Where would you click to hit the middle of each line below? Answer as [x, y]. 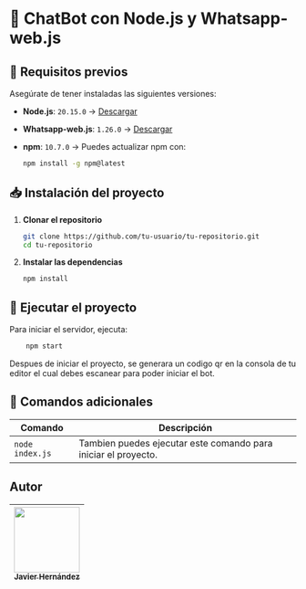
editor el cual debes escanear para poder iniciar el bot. [112, 373]
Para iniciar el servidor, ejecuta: [69, 330]
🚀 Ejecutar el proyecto [73, 307]
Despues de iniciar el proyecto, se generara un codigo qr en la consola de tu [153, 363]
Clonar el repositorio [62, 219]
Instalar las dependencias [72, 262]
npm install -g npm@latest [74, 163]
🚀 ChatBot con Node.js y [103, 19]
